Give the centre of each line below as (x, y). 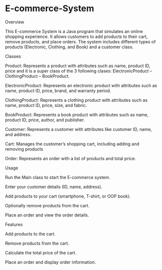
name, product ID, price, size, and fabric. (46, 105)
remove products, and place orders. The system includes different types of (81, 41)
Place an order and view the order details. (47, 215)
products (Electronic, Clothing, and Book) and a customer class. (69, 47)
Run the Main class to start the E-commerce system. (58, 177)
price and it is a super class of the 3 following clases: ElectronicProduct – (79, 71)
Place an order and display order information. (51, 262)
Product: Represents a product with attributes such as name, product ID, (78, 66)
